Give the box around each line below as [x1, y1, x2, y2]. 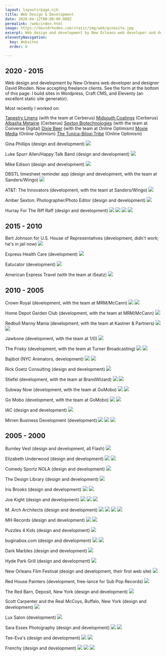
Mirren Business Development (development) [5, 417, 97, 423]
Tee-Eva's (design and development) [5, 635, 81, 641]
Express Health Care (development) [5, 251, 78, 257]
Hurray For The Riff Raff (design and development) [5, 208, 109, 214]
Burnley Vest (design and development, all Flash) [5, 445, 105, 451]
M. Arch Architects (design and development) [5, 507, 98, 513]
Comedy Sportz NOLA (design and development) [5, 466, 105, 472]
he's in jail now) [5, 241, 37, 247]
